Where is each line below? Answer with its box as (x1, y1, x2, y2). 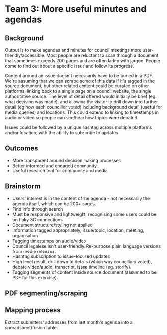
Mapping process (5, 306, 61, 314)
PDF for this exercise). (12, 274, 58, 280)
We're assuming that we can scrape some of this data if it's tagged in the (5, 78, 155, 84)
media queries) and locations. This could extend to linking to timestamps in (5, 109, 159, 115)
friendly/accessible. (5, 52, 46, 58)
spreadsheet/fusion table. (5, 324, 58, 330)
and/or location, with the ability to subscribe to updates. (5, 130, 120, 135)
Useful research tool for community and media (12, 167, 108, 173)
